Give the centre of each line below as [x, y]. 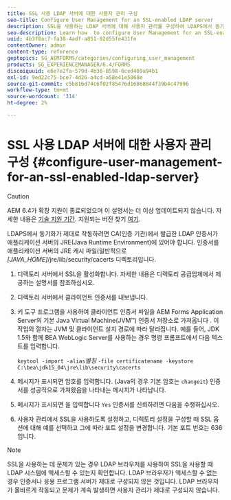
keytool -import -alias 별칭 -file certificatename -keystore [105, 361]
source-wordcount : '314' [43, 97]
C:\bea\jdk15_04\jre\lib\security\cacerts [79, 367]
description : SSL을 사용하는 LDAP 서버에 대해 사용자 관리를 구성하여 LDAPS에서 [110, 26]
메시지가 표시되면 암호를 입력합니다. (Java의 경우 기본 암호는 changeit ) [112, 381]
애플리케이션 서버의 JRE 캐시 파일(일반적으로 [67, 251]
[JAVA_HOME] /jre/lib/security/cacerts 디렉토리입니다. [82, 259]
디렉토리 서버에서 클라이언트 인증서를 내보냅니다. [82, 297]
